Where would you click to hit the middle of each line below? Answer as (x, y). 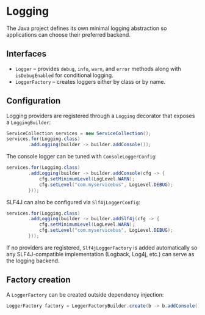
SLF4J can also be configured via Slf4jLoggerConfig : (73, 202)
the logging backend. (33, 261)
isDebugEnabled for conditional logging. (64, 75)
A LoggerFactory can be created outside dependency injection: (85, 294)
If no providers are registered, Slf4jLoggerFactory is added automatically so (102, 247)
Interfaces (27, 54)
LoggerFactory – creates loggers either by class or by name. (90, 81)
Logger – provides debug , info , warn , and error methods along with (98, 69)
